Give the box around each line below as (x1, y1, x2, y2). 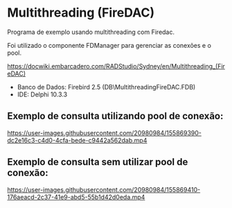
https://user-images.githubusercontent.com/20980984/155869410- (7, 185, 201, 193)
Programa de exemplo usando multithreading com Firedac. (7, 28, 175, 36)
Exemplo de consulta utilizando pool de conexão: (7, 110, 224, 122)
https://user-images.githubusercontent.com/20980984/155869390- (7, 128, 202, 137)
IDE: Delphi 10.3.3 (17, 90, 68, 98)
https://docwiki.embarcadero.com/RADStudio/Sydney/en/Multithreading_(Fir (7, 62, 225, 70)
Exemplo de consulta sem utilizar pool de (7, 156, 188, 168)
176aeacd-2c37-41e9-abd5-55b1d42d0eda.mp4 (7, 193, 145, 201)
